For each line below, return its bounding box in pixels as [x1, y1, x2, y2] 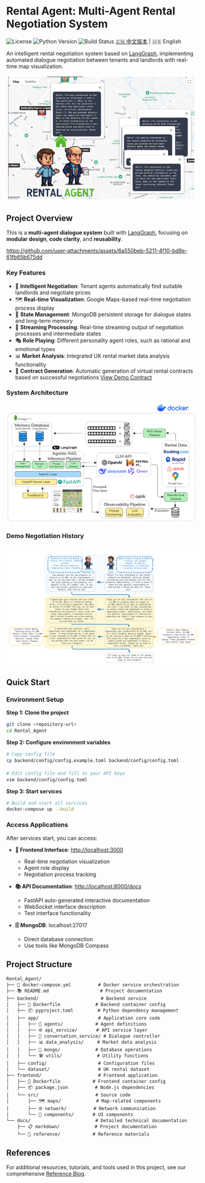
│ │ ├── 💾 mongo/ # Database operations [6, 1047, 153, 1053]
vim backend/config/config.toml [6, 776, 87, 782]
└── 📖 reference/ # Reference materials [17, 1131, 150, 1138]
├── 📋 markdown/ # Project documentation [17, 1124, 157, 1130]
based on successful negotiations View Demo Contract [14, 373, 153, 381]
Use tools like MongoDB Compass [24, 942, 109, 949]
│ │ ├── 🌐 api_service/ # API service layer [6, 1027, 148, 1033]
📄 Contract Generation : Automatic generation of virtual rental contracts [14, 367, 194, 375]
